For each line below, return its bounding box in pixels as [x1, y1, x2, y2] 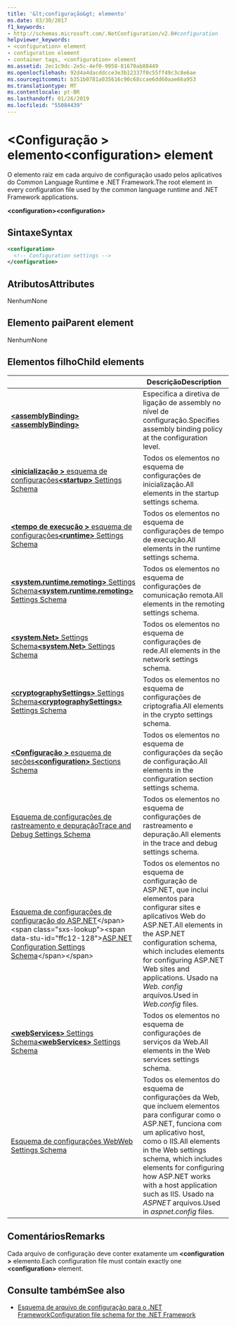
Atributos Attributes [7, 278, 95, 290]
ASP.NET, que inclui [143, 884, 209, 894]
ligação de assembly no [143, 397, 221, 407]
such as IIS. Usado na [143, 1189, 214, 1199]
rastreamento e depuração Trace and [11, 820, 131, 830]
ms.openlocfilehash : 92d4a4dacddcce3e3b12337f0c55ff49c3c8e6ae [7, 69, 197, 76]
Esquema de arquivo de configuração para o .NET [17, 1303, 163, 1312]
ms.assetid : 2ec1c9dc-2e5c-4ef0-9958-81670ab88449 [7, 63, 159, 70]
